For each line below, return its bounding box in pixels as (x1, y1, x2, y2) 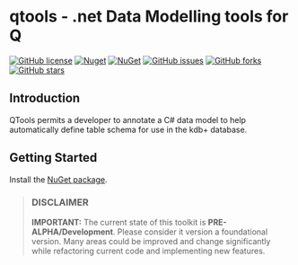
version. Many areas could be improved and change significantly (31, 235, 271, 246)
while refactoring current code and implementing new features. (31, 245, 266, 256)
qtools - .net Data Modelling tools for (9, 6, 289, 27)
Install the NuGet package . (9, 173, 108, 185)
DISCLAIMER (31, 196, 89, 208)
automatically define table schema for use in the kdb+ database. (9, 124, 248, 135)
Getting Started (9, 150, 98, 165)
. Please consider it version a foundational (112, 226, 268, 237)
